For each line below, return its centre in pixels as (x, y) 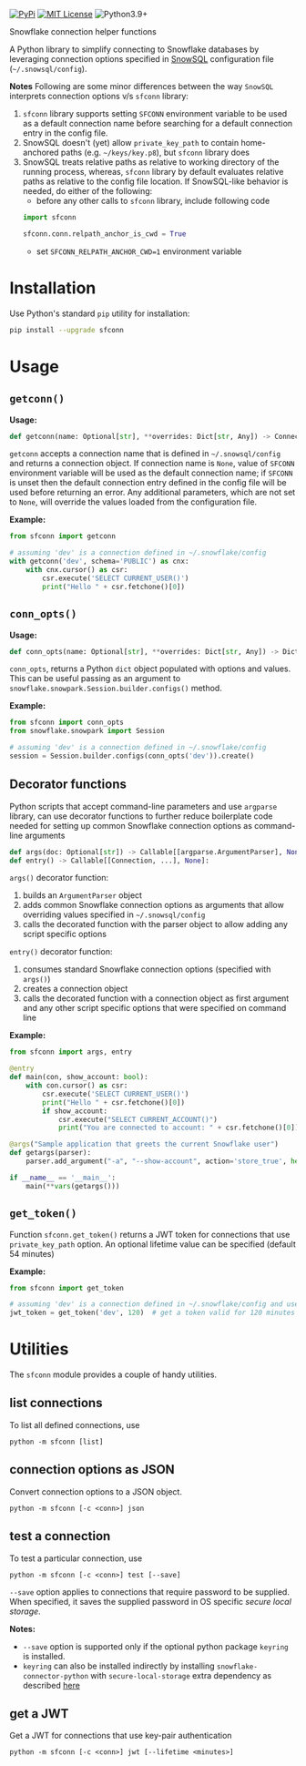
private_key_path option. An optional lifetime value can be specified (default (153, 1244)
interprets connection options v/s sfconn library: (99, 96)
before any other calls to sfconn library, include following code (153, 201)
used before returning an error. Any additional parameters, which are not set (153, 493)
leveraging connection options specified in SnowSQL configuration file (142, 59)
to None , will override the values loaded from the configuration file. (133, 502)
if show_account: (75, 1111)
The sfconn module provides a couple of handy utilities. (113, 1374)
